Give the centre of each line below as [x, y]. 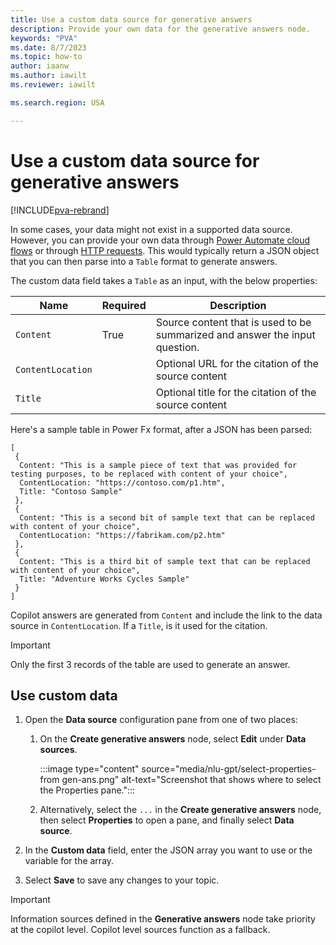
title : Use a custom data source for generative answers [131, 19]
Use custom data [64, 695]
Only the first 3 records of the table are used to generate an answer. [150, 664]
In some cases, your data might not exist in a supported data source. [151, 229]
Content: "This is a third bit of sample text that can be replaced [165, 561]
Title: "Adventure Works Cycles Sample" [104, 579]
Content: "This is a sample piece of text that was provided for [158, 465]
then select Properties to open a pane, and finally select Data [167, 820]
